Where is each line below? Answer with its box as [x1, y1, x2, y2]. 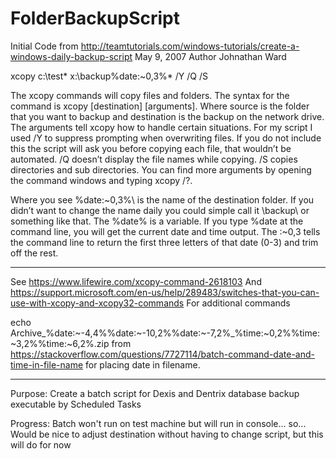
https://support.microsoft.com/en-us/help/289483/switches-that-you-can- [10, 286, 320, 298]
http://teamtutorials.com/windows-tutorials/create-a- [80, 40, 300, 52]
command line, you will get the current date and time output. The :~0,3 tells [10, 225, 321, 237]
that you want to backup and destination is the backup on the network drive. [10, 110, 325, 122]
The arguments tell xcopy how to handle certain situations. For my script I [10, 121, 313, 133]
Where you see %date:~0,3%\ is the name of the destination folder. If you [10, 193, 315, 206]
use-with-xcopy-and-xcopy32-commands [10, 297, 185, 309]
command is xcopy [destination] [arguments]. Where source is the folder [10, 100, 310, 112]
